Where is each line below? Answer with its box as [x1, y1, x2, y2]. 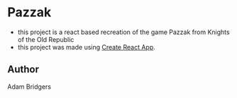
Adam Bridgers [7, 82, 52, 91]
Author [7, 63, 39, 75]
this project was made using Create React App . [17, 43, 156, 51]
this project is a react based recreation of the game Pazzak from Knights [17, 28, 230, 36]
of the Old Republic [17, 35, 75, 43]
